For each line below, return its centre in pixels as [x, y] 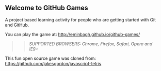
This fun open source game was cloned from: [50, 58]
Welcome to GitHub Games [47, 8]
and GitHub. [17, 25]
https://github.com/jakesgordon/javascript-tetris [53, 63]
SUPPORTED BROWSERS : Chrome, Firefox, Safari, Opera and [91, 44]
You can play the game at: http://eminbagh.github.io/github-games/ [72, 34]
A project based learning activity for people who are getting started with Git [80, 19]
